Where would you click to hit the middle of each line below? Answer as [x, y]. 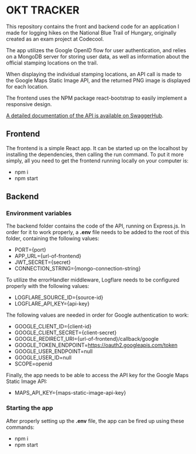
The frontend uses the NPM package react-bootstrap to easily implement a [97, 98]
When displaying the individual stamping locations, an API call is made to [94, 74]
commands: [20, 427]
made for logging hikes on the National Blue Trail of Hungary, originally [91, 32]
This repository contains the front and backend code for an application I [93, 26]
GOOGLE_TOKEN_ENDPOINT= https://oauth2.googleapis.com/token [96, 345]
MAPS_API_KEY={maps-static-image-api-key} [70, 393]
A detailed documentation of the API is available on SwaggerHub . [85, 116]
